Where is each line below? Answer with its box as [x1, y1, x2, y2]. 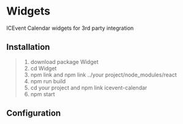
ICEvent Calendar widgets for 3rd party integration [6, 24, 134, 32]
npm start [30, 90, 55, 98]
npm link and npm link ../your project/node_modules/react [30, 71, 177, 78]
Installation [6, 42, 50, 52]
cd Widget [30, 64, 57, 72]
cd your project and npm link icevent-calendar [30, 84, 148, 91]
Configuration [6, 108, 61, 119]
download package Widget [30, 58, 99, 65]
